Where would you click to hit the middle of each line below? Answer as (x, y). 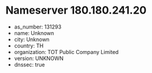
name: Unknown (34, 33)
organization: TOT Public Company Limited (66, 52)
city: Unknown (32, 39)
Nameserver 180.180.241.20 (76, 10)
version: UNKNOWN (39, 58)
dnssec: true (29, 64)
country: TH (29, 46)
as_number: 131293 (38, 27)
